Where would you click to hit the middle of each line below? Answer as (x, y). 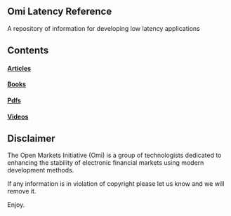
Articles (19, 68)
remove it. (22, 191)
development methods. (41, 170)
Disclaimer (31, 139)
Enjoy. (16, 205)
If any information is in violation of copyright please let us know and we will (116, 184)
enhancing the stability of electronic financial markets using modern (106, 163)
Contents (28, 51)
